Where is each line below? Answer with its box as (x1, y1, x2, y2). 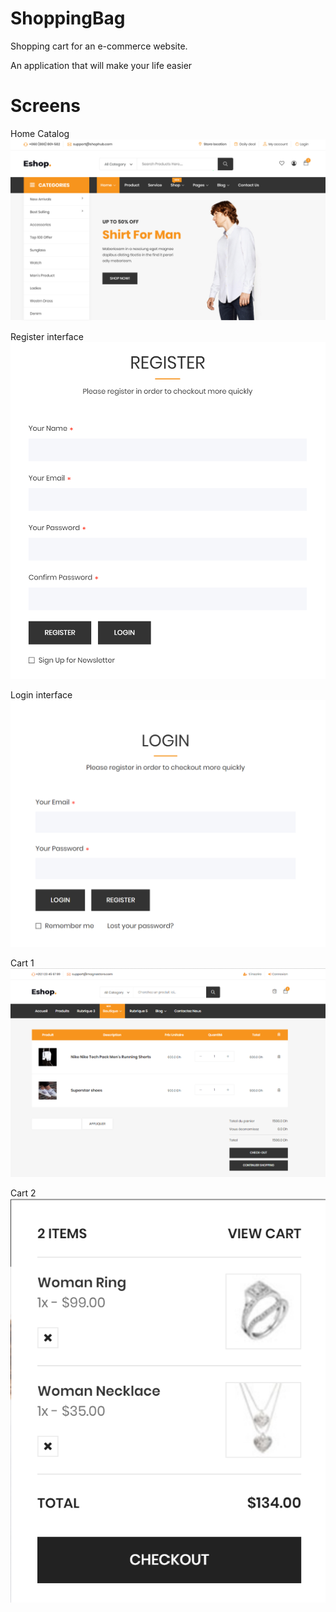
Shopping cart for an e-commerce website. (10, 40, 188, 52)
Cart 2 (10, 1187, 37, 1199)
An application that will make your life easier (10, 59, 193, 71)
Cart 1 (10, 957, 35, 969)
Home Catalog (10, 127, 70, 139)
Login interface (10, 688, 73, 701)
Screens (10, 95, 81, 117)
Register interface (10, 331, 84, 343)
